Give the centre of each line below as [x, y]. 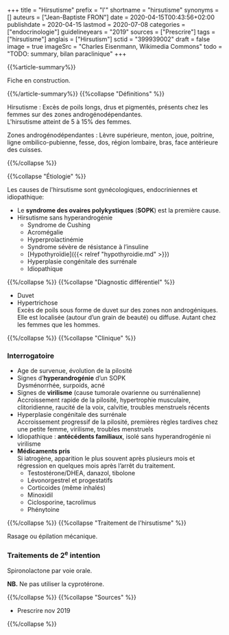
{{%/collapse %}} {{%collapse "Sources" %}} [72, 597]
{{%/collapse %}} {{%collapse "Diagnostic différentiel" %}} [91, 282]
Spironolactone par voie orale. [50, 571]
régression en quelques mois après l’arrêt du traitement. [96, 466]
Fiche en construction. [39, 80]
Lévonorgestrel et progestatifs [70, 480]
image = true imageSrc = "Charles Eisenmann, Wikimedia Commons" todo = [115, 46]
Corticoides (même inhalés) [67, 488]
